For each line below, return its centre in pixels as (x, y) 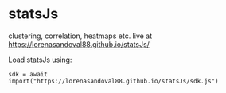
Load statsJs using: (40, 60)
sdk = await (28, 74)
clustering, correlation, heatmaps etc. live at (80, 36)
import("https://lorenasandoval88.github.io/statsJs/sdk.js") (113, 81)
